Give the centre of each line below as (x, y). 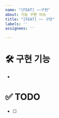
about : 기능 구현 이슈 (26, 15)
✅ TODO (23, 97)
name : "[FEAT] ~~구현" (28, 10)
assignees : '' (20, 29)
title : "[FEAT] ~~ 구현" (30, 19)
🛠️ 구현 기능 (28, 60)
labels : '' (16, 24)
